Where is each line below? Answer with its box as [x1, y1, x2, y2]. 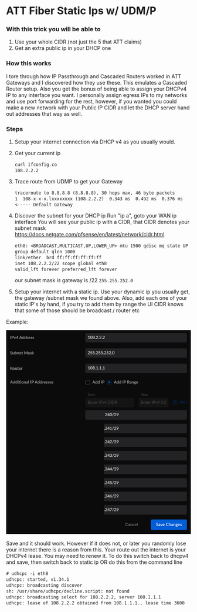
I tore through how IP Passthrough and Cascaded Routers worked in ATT [6, 72, 182, 80]
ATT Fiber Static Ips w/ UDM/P [6, 4, 157, 18]
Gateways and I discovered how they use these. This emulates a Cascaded [6, 79, 188, 86]
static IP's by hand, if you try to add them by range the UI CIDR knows [14, 301, 184, 308]
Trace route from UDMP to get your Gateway [14, 178, 123, 185]
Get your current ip [14, 150, 61, 157]
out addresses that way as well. [6, 110, 83, 117]
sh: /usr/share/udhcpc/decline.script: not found [6, 588, 130, 594]
